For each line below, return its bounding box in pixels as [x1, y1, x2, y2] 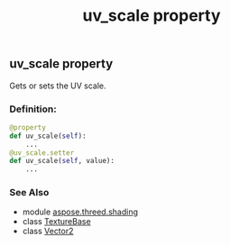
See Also [9, 186, 50, 199]
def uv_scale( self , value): [9, 157, 115, 166]
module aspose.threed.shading [22, 206, 138, 217]
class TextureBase [22, 216, 92, 227]
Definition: [9, 103, 57, 115]
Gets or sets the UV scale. [9, 80, 106, 91]
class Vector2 [22, 226, 74, 237]
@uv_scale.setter [9, 148, 75, 158]
